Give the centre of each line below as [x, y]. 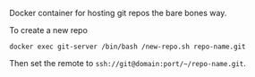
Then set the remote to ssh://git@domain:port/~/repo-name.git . [127, 63]
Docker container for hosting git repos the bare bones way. [118, 13]
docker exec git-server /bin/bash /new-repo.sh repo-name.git [127, 47]
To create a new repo [48, 30]
